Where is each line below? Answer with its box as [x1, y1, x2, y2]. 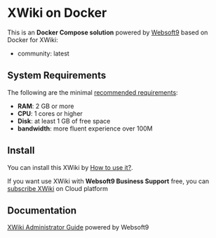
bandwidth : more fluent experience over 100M [17, 124, 153, 133]
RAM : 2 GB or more [17, 102, 74, 110]
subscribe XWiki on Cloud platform [7, 184, 109, 192]
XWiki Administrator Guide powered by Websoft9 [7, 223, 149, 232]
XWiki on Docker [7, 5, 107, 21]
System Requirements [7, 70, 107, 81]
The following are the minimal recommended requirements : [7, 88, 178, 96]
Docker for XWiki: [7, 35, 58, 44]
